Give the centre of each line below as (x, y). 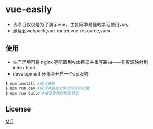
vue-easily (29, 10)
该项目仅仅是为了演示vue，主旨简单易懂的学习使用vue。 (72, 24)
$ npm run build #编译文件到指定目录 (42, 93)
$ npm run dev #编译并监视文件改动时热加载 (47, 88)
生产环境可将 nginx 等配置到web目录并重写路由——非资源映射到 (80, 62)
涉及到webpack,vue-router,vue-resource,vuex (62, 31)
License (18, 109)
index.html (24, 67)
